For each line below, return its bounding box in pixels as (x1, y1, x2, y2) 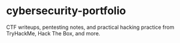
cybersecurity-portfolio (6, 4, 126, 18)
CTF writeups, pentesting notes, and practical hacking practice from (6, 24, 175, 31)
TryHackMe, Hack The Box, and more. (6, 29, 100, 37)
